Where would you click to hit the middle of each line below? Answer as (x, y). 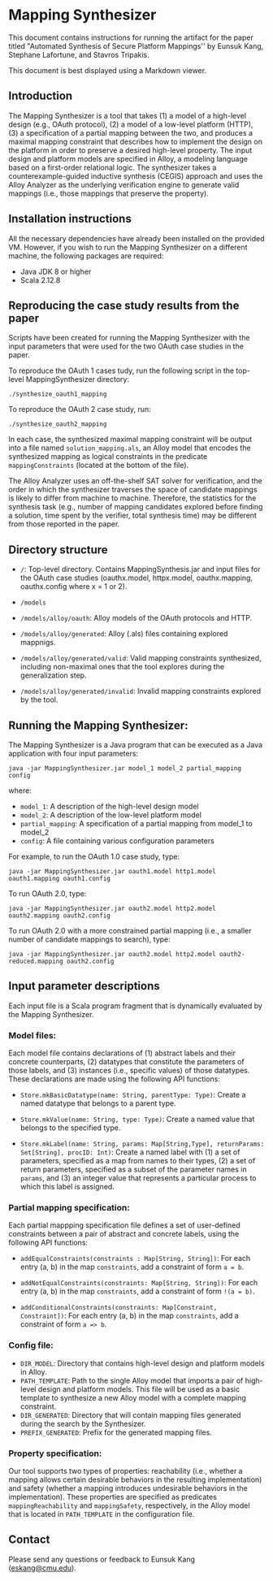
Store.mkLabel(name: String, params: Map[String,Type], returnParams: (142, 1144)
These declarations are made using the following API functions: (115, 1079)
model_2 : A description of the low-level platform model (110, 815)
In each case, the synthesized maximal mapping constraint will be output (130, 440)
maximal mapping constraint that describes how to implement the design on (135, 141)
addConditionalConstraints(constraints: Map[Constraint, (119, 1308)
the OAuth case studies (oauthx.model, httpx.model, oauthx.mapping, (136, 578)
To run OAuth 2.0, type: (48, 894)
